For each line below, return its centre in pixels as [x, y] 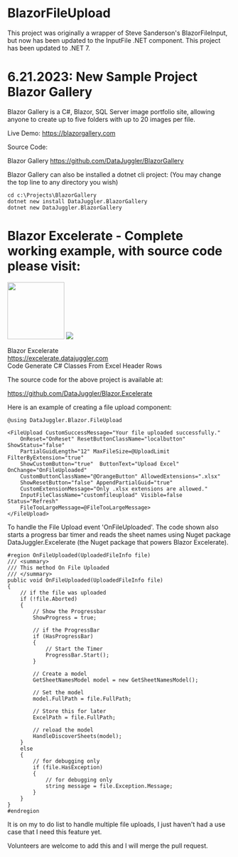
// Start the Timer [74, 649]
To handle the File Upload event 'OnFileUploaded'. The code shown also [113, 527]
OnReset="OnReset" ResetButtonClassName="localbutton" [103, 439]
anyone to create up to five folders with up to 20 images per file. [101, 119]
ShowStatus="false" [36, 445]
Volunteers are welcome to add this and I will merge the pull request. [108, 846]
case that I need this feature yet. [55, 831]
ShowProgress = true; [65, 617]
